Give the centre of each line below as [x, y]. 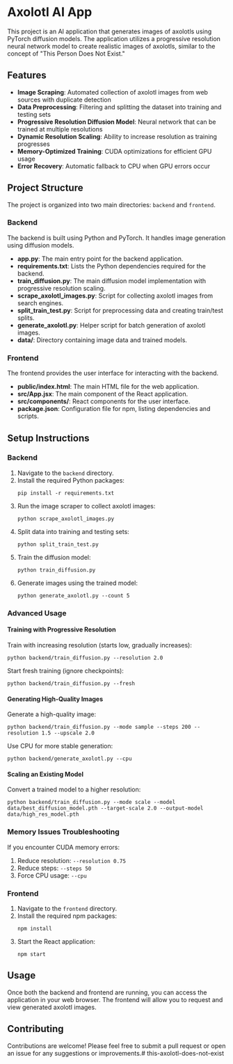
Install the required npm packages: [67, 916]
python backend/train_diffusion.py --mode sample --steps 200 [99, 727]
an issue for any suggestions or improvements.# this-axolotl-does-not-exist [116, 1053]
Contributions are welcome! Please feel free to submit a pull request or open [116, 1046]
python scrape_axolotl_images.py [66, 519]
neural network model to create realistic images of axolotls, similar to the [111, 46]
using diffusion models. [41, 245]
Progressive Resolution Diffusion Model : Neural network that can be [117, 122]
